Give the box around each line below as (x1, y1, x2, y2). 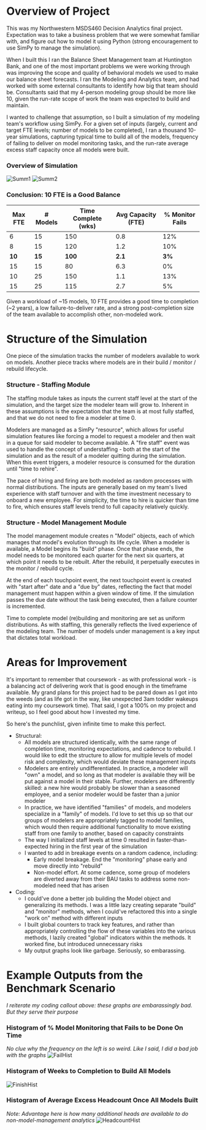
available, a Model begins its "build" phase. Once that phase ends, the (6, 545, 184, 553)
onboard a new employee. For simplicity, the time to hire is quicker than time (6, 496, 199, 504)
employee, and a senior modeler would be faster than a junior (24, 791, 180, 798)
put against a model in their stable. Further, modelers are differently (24, 778, 195, 785)
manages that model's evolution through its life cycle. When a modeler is (6, 539, 190, 546)
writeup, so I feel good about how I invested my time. (6, 708, 140, 715)
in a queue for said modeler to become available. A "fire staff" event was (6, 439, 190, 446)
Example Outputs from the (6, 968, 143, 982)
